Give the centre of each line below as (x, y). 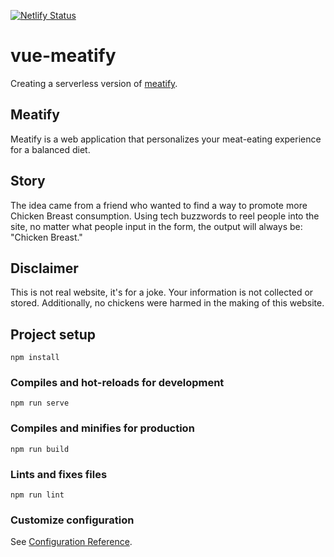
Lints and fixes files (59, 474)
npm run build (40, 449)
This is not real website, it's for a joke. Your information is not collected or (162, 292)
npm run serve (40, 403)
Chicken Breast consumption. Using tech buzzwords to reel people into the (165, 216)
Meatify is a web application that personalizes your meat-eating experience (166, 139)
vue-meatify (63, 56)
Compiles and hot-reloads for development (117, 383)
